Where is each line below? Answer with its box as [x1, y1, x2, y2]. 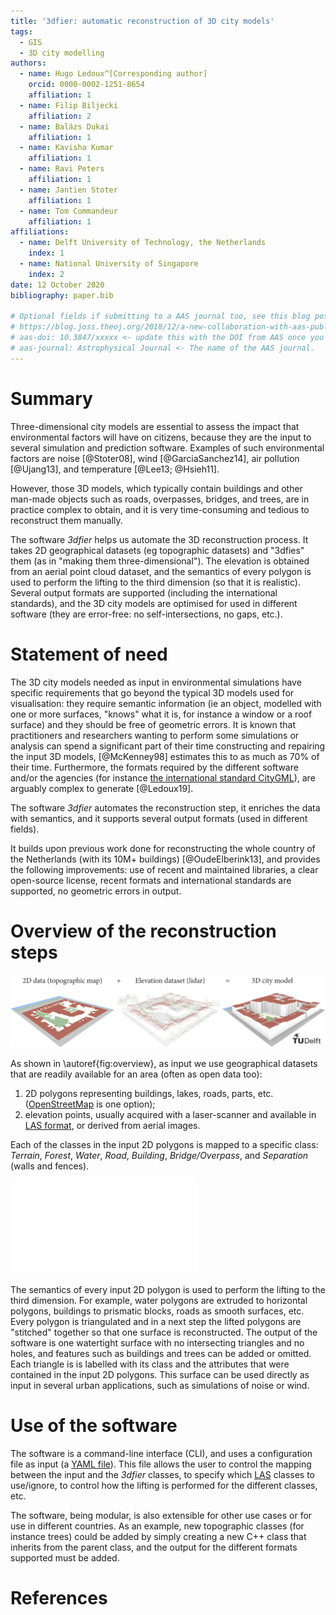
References [10, 1586, 108, 1609]
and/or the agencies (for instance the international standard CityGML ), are [10, 771, 316, 784]
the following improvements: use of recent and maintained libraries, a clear [10, 863, 319, 875]
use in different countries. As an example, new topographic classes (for [10, 1520, 305, 1532]
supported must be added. [10, 1551, 120, 1564]
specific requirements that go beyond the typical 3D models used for [10, 686, 295, 699]
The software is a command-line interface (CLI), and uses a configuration [10, 1447, 313, 1459]
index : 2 [28, 269, 65, 279]
